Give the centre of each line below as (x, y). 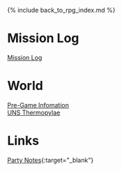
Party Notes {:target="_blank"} (51, 160)
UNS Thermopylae (34, 112)
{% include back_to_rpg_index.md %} (61, 10)
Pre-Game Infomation (38, 105)
